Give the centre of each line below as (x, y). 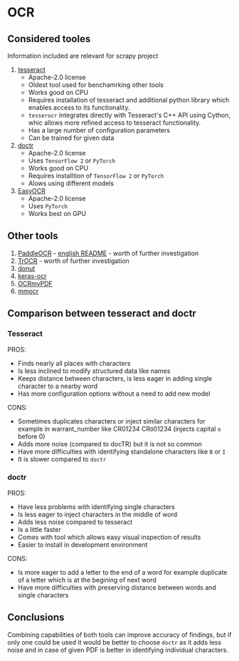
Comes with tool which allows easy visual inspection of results (109, 537)
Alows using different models (71, 183)
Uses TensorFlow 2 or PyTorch (72, 160)
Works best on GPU (57, 214)
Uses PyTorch (48, 206)
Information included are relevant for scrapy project (83, 56)
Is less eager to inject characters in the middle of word (97, 514)
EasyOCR (32, 191)
